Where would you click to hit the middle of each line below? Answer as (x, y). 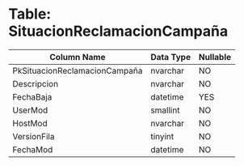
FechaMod (33, 149)
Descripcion (36, 83)
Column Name (78, 57)
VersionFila (34, 136)
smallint (165, 110)
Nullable (215, 57)
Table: (30, 14)
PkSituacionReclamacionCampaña (78, 70)
